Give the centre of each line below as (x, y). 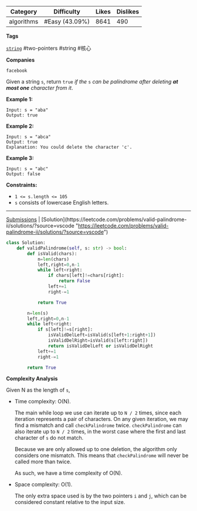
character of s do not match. (49, 438)
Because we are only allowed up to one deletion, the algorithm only (96, 449)
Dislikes (128, 11)
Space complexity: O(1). (43, 485)
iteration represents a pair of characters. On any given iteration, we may (101, 419)
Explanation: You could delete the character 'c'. (69, 147)
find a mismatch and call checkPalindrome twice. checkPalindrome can (98, 425)
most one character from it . (40, 88)
